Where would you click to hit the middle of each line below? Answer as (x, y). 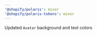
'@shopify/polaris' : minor (32, 9)
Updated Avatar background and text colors (48, 27)
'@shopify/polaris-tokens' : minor (40, 14)
